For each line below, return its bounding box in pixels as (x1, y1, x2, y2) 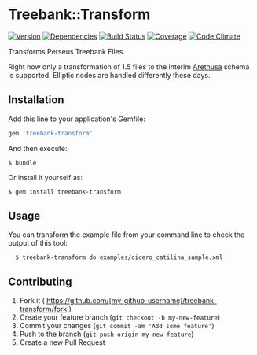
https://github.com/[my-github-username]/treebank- (46, 296, 218, 305)
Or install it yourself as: (8, 172, 83, 182)
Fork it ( (19, 296, 46, 305)
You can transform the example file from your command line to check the (8, 230, 245, 239)
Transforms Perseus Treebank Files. (8, 46, 126, 56)
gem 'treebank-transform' (8, 129, 93, 137)
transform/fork (19, 305, 68, 314)
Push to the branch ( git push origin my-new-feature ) (19, 329, 194, 339)
